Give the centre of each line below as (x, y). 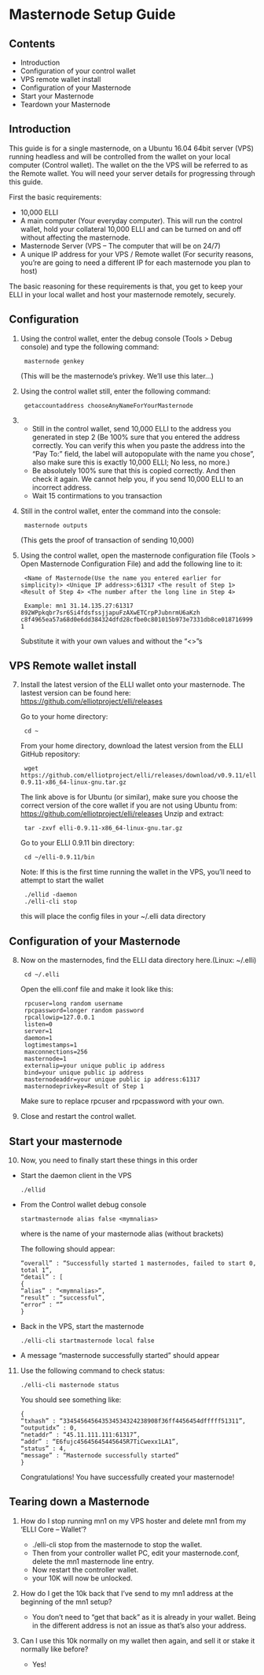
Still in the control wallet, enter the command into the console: (121, 511)
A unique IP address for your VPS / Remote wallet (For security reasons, (137, 254)
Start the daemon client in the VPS (76, 1176)
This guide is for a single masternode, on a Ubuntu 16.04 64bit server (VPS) (132, 148)
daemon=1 (38, 1039)
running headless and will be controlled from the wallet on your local (120, 156)
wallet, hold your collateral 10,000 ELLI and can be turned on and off (131, 229)
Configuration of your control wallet (78, 71)
